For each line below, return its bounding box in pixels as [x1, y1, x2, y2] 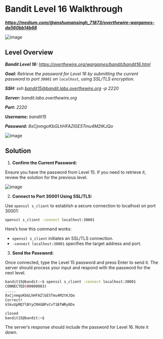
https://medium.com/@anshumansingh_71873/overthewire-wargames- [5, 20, 155, 25]
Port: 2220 [5, 104, 27, 110]
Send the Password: [12, 250, 54, 256]
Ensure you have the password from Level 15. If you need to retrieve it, [5, 169, 146, 175]
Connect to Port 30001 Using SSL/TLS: [12, 193, 92, 199]
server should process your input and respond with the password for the [5, 265, 151, 271]
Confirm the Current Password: [12, 160, 77, 165]
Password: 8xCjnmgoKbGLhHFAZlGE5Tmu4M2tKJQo [5, 123, 113, 129]
